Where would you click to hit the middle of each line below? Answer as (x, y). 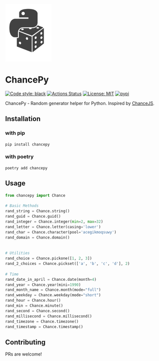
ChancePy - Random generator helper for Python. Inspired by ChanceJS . (80, 103)
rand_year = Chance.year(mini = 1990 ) (43, 285)
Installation (23, 119)
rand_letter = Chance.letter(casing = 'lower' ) (53, 227)
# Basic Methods (22, 206)
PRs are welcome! (24, 354)
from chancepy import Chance (35, 195)
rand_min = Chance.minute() (34, 306)
